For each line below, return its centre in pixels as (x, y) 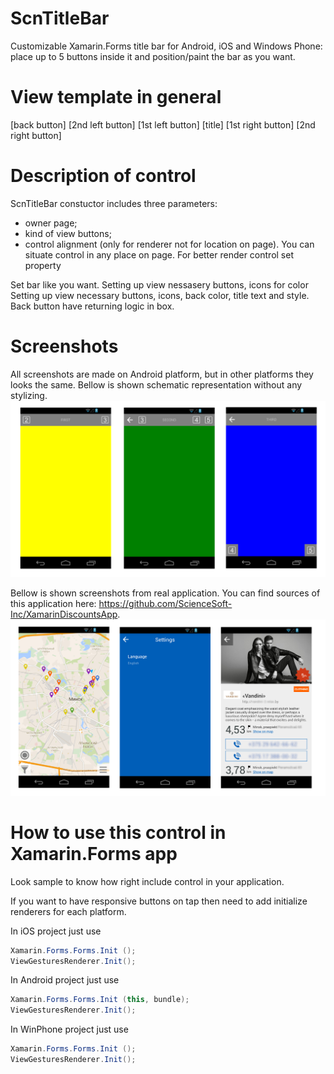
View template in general (116, 97)
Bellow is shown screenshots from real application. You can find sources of (165, 593)
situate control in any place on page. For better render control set (159, 254)
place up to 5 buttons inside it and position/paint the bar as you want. (153, 56)
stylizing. (29, 395)
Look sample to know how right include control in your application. (147, 881)
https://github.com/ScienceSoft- (165, 603)
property (43, 265)
